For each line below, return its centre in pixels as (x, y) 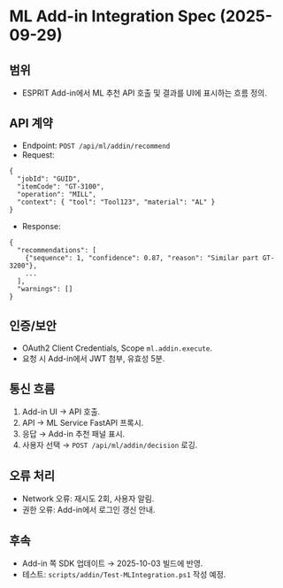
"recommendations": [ (57, 250)
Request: (38, 155)
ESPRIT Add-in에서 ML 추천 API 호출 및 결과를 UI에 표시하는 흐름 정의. (145, 93)
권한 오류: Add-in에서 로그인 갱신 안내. (88, 510)
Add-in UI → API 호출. (61, 412)
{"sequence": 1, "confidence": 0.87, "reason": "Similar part (142, 258)
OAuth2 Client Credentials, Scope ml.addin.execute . (117, 348)
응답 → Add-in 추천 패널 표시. (73, 434)
